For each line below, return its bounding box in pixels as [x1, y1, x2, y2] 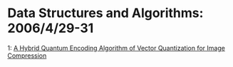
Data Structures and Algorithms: [7, 5, 204, 21]
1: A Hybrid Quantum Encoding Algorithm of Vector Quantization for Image [7, 43, 226, 52]
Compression [7, 51, 47, 60]
